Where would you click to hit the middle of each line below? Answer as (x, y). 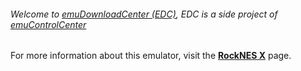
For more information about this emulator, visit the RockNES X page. (151, 56)
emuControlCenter (48, 24)
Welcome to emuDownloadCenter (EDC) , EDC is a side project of (144, 14)
